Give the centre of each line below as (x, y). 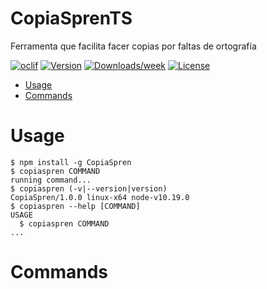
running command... (51, 180)
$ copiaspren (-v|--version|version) (89, 188)
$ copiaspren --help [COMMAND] (75, 206)
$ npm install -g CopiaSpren (71, 162)
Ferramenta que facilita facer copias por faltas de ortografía (133, 46)
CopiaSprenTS (71, 18)
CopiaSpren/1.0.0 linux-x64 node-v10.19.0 (100, 197)
